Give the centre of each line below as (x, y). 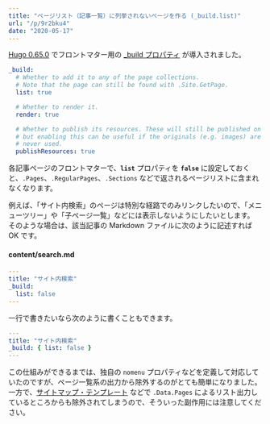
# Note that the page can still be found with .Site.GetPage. (122, 85)
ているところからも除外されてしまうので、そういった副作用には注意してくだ (135, 402)
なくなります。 (33, 188)
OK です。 (25, 235)
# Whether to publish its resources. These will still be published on (139, 129)
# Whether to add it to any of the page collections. (108, 77)
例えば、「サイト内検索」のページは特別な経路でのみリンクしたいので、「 (128, 206)
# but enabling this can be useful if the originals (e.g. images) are (139, 137)
